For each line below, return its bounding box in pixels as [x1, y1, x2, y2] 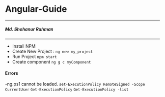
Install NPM [12, 43, 36, 49]
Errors [5, 70, 18, 76]
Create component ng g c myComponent [12, 59, 91, 65]
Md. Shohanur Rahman [5, 26, 54, 32]
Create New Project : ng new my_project [12, 48, 93, 54]
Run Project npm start [12, 53, 57, 60]
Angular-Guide [5, 3, 67, 15]
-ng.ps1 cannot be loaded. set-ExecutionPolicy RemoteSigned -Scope [5, 81, 145, 87]
